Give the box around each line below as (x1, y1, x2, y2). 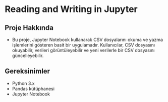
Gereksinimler (5, 67, 50, 75)
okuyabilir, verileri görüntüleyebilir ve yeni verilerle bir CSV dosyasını (12, 47, 155, 53)
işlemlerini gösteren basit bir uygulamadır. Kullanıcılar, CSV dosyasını (12, 42, 155, 48)
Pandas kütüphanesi (12, 85, 55, 91)
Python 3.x (12, 80, 35, 86)
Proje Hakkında (5, 23, 54, 32)
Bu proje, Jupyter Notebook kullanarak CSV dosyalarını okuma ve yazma (12, 36, 163, 42)
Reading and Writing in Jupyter (5, 3, 138, 15)
